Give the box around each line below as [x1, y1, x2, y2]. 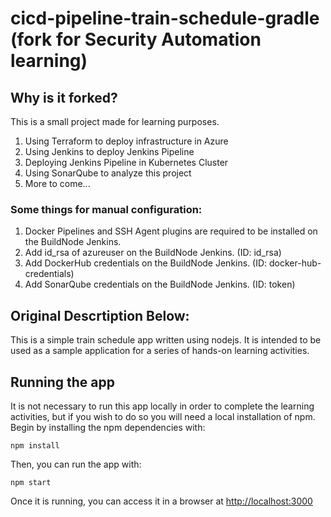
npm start [10, 477, 52, 487]
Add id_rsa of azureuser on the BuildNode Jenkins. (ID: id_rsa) [24, 247, 282, 259]
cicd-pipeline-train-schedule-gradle [10, 7, 320, 30]
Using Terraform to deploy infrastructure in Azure [24, 135, 229, 147]
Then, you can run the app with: [10, 458, 142, 470]
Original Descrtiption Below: [10, 307, 190, 324]
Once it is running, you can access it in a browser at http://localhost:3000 [10, 495, 313, 507]
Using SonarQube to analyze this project [24, 167, 192, 179]
